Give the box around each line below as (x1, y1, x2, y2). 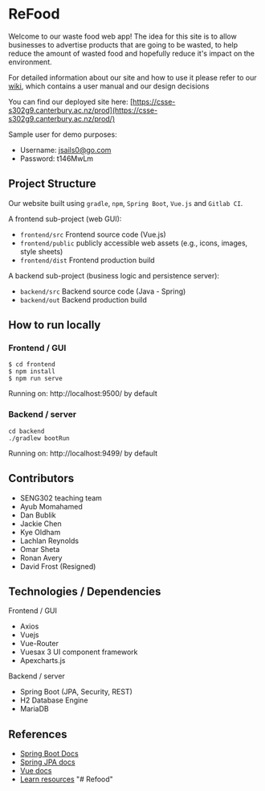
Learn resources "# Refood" (19, 774, 114, 785)
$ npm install (8, 368, 56, 376)
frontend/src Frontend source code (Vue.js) (19, 229, 166, 239)
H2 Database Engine (19, 695, 88, 705)
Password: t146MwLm (19, 154, 94, 163)
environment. (8, 57, 52, 67)
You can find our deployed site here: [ (8, 97, 133, 106)
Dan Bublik (19, 510, 56, 520)
